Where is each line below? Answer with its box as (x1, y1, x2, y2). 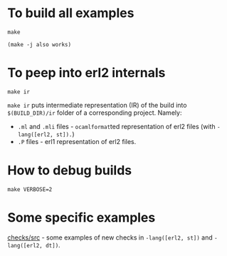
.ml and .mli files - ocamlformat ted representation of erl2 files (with (17, 122, 216, 130)
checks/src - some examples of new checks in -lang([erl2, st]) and (7, 233, 213, 242)
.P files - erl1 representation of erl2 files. (17, 137, 137, 145)
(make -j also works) (7, 41, 72, 48)
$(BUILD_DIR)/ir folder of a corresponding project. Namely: (7, 108, 182, 117)
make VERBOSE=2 (7, 185, 53, 193)
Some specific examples (7, 210, 156, 225)
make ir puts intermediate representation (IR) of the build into (7, 101, 187, 109)
